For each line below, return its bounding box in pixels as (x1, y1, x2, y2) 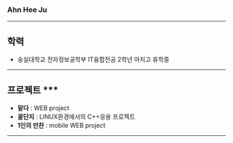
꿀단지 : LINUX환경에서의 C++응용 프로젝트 (17, 112, 135, 121)
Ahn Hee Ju (7, 5, 47, 15)
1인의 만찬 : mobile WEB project (17, 121, 106, 129)
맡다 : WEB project (17, 103, 69, 112)
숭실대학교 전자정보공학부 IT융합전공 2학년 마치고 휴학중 (17, 56, 170, 64)
